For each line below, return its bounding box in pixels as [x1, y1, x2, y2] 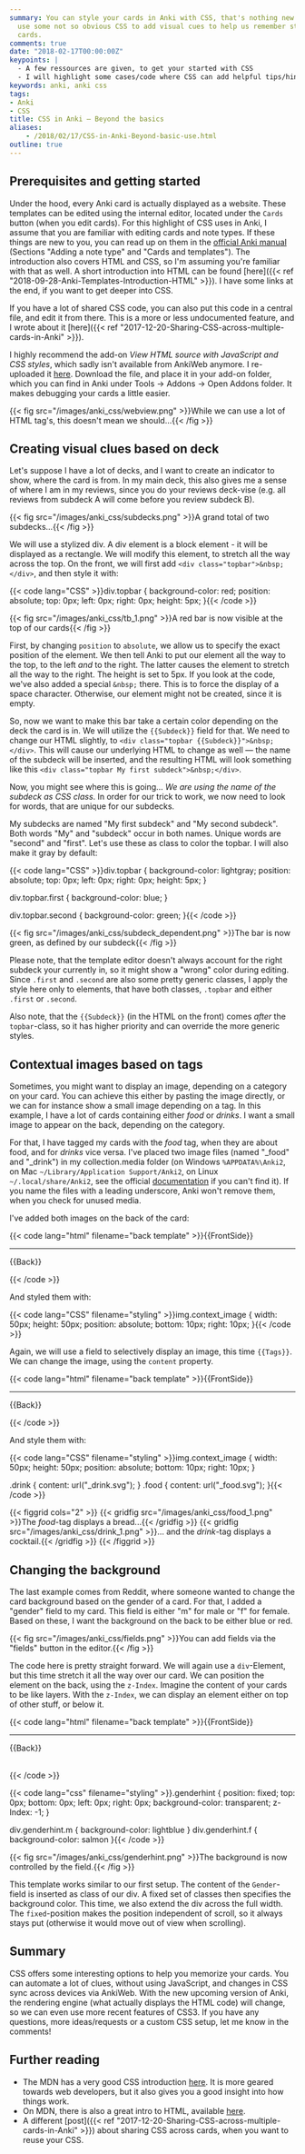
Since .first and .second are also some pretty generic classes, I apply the [9, 974, 288, 985]
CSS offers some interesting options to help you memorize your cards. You [9, 1968, 289, 1979]
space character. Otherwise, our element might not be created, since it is [9, 688, 282, 700]
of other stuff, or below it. [9, 1699, 104, 1710]
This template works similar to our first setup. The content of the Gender [9, 1879, 277, 1890]
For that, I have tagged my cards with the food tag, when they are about [9, 1137, 279, 1148]
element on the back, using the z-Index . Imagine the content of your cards [9, 1680, 288, 1690]
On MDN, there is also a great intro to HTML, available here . [22, 2105, 247, 2116]
